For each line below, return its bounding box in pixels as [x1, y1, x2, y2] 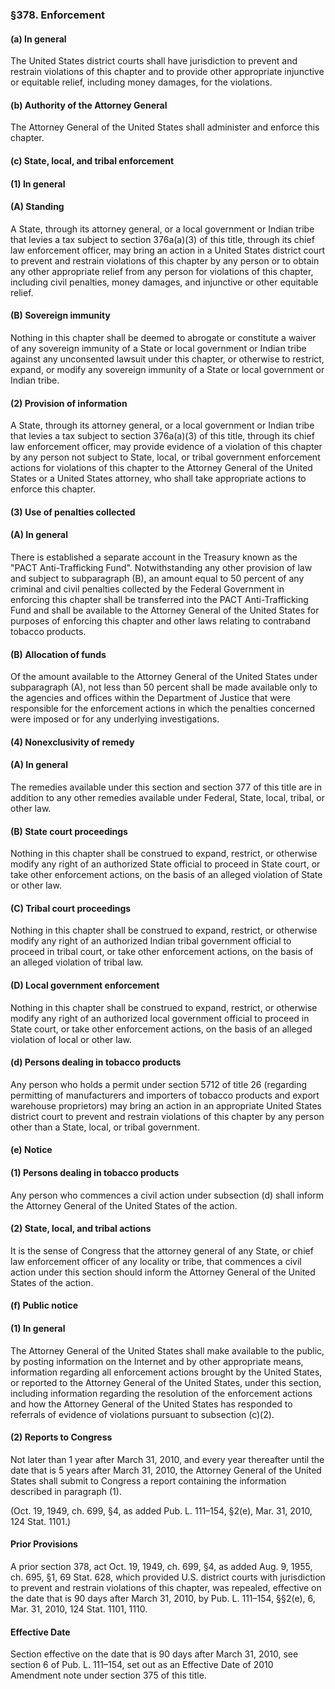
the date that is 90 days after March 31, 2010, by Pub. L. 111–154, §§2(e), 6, [10, 1592, 316, 1604]
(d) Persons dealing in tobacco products [10, 1056, 182, 1068]
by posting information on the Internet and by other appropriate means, [10, 1355, 304, 1367]
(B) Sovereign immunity [10, 309, 111, 322]
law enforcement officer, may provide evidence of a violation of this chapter [10, 441, 323, 453]
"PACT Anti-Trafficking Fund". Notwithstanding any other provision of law [10, 561, 313, 573]
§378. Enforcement [10, 8, 106, 22]
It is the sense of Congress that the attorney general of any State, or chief [10, 1244, 314, 1257]
